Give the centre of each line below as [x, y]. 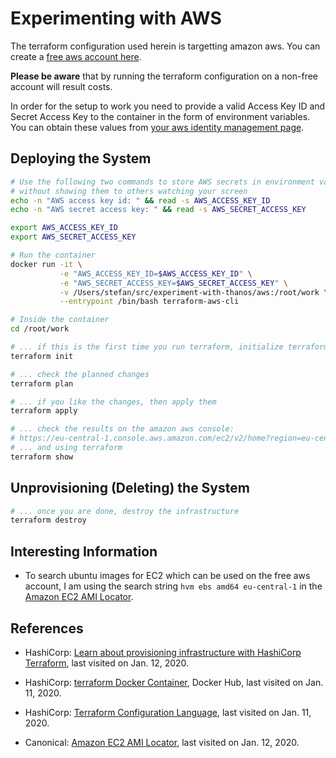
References [47, 628]
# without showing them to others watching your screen [129, 191]
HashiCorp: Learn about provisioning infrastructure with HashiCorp [163, 652]
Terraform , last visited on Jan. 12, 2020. [107, 663]
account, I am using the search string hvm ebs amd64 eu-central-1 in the [173, 586]
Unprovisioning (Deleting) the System [130, 488]
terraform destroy [48, 520]
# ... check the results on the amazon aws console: [122, 429]
